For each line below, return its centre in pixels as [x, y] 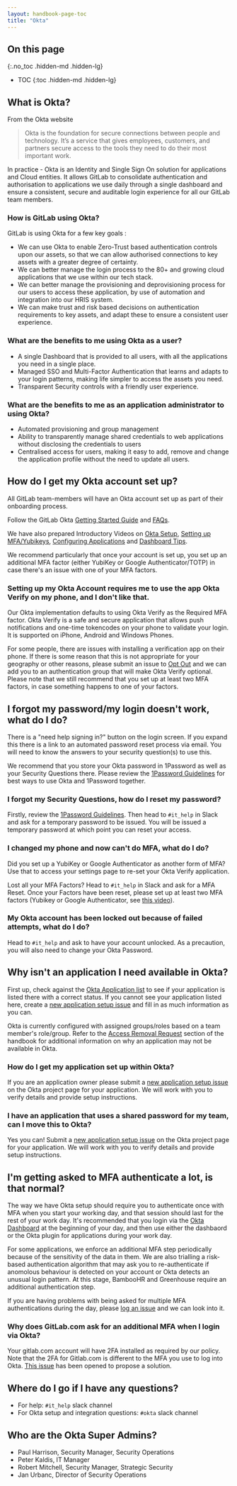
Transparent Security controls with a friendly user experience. [108, 386]
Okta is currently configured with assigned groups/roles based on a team [114, 1026]
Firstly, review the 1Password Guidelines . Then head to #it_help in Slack [113, 815]
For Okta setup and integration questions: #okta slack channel [108, 1413]
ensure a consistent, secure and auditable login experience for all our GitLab [118, 192]
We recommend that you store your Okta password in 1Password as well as [117, 766]
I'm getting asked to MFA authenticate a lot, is [110, 1177]
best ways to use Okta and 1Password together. [77, 781]
